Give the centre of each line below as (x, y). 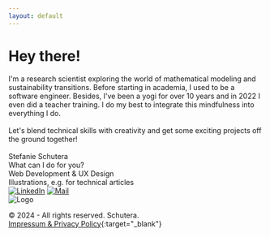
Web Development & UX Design (61, 173)
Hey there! (45, 56)
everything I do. (34, 113)
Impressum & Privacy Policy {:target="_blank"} (85, 223)
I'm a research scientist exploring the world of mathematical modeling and (133, 79)
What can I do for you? (47, 165)
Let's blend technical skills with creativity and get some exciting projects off (135, 130)
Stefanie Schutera (39, 156)
